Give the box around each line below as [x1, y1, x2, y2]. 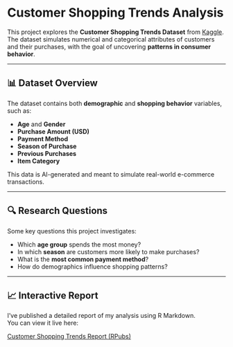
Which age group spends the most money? [17, 240, 141, 249]
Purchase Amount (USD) [17, 127, 90, 136]
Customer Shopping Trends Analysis [7, 5, 224, 21]
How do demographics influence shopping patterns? [17, 262, 168, 271]
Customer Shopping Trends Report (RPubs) [7, 332, 132, 341]
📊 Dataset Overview [7, 78, 98, 89]
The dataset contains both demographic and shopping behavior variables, [7, 99, 223, 107]
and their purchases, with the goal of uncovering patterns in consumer [7, 42, 212, 51]
